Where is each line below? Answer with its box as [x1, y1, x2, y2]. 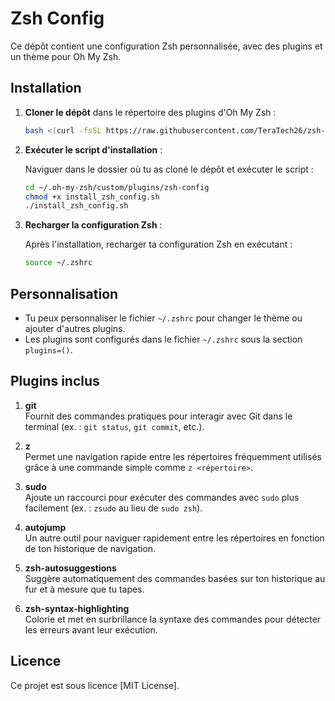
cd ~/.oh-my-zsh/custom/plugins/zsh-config [24, 182, 210, 192]
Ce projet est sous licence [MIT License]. [10, 679, 180, 691]
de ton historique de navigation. [24, 542, 157, 554]
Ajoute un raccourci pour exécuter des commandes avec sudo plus [24, 491, 300, 503]
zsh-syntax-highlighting [24, 602, 130, 614]
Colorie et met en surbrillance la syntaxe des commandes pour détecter [24, 613, 322, 625]
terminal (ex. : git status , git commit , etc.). [24, 420, 205, 432]
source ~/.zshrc [24, 258, 93, 268]
